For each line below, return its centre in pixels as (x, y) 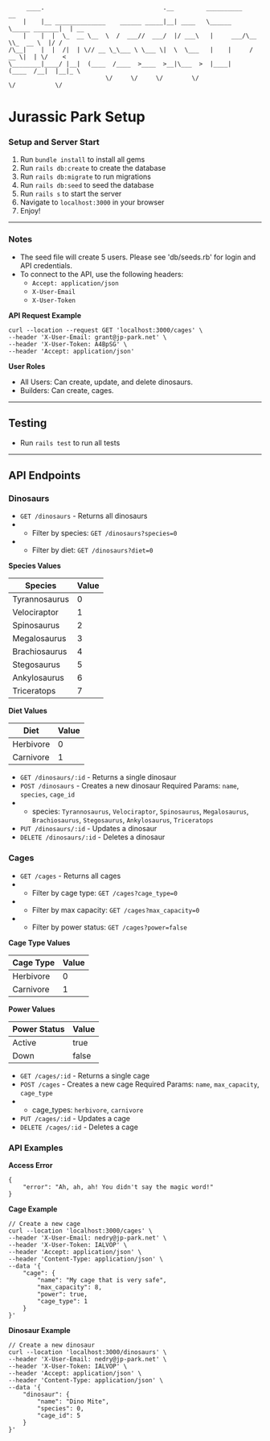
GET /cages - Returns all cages (70, 876)
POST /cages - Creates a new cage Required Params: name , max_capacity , (139, 1084)
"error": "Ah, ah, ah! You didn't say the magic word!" (119, 1187)
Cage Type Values (39, 942)
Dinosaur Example (39, 1330)
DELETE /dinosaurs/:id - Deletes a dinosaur (92, 837)
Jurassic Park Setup (77, 117)
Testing (28, 423)
